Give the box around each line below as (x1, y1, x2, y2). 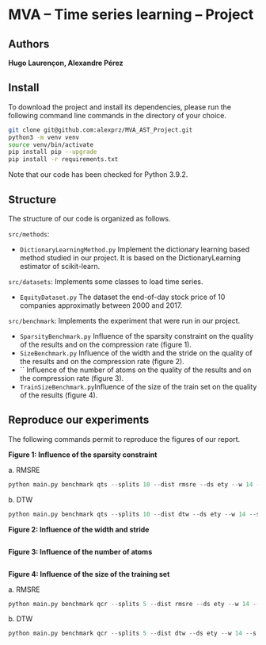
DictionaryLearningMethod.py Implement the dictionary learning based (19, 244, 250, 254)
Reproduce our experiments (8, 413, 150, 427)
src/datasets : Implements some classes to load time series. (8, 277, 203, 286)
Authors (8, 37, 50, 51)
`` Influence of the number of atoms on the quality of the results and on (19, 365, 252, 374)
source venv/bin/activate (8, 140, 93, 148)
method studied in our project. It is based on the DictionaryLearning (19, 253, 241, 263)
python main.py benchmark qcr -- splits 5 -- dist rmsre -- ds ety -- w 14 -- (8, 600, 260, 608)
